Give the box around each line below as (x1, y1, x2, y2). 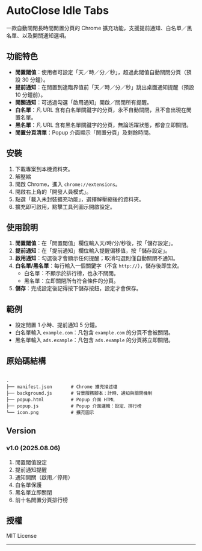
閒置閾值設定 (14, 458, 47, 465)
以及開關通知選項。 (22, 31, 70, 39)
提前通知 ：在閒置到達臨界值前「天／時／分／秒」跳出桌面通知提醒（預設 (14, 83, 194, 91)
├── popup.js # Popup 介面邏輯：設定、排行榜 (6, 403, 142, 409)
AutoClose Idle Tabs (6, 4, 109, 18)
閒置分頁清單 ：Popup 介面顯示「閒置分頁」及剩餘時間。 (14, 129, 155, 136)
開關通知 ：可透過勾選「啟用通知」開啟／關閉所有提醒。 (14, 98, 152, 106)
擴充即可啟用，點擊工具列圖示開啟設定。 (14, 203, 115, 210)
